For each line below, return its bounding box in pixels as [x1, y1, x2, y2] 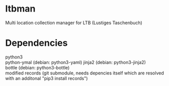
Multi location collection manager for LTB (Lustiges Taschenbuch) [5, 20, 143, 26]
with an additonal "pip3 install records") [5, 75, 88, 81]
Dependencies [5, 37, 68, 49]
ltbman [5, 3, 36, 15]
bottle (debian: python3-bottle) [5, 64, 70, 70]
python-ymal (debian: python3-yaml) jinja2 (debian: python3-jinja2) [5, 59, 146, 65]
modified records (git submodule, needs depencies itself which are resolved [5, 70, 164, 76]
